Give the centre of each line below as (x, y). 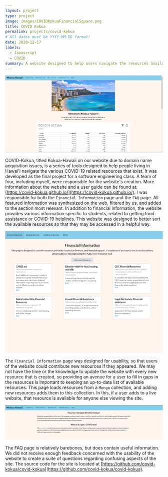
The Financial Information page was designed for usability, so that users (81, 361)
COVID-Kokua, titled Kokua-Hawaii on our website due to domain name (78, 161)
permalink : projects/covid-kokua (40, 32)
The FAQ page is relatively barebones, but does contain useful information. (82, 448)
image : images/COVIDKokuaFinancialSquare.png (53, 21)
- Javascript (23, 53)
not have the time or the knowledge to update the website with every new (81, 372)
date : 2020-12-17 (23, 43)
